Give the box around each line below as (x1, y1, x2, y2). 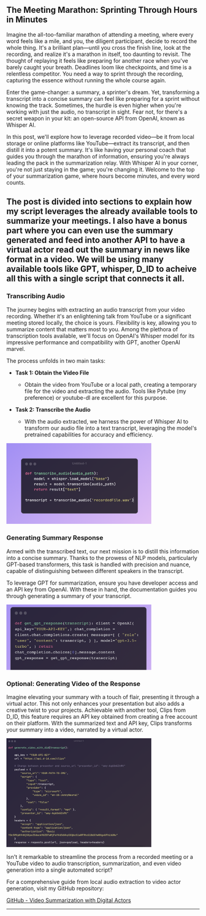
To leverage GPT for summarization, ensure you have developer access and (6, 579, 198, 586)
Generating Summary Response (6, 534, 104, 542)
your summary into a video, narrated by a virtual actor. (6, 726, 144, 733)
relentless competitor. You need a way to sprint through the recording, (6, 70, 184, 77)
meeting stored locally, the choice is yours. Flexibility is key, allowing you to (6, 319, 197, 326)
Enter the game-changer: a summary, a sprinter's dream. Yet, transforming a (6, 89, 200, 96)
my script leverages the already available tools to (6, 206, 198, 217)
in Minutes (6, 15, 48, 25)
